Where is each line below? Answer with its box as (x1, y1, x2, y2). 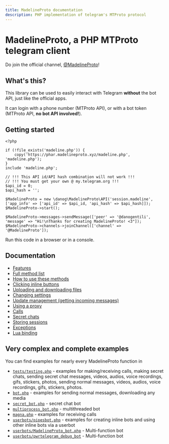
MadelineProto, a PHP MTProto (5, 34, 139, 46)
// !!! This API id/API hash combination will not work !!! (5, 174, 136, 180)
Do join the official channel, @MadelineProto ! (5, 62, 100, 68)
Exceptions (12, 324, 37, 331)
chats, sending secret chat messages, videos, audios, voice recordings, (12, 373, 163, 379)
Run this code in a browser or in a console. (5, 237, 95, 243)
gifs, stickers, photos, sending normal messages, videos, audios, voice (12, 378, 161, 384)
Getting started (5, 125, 55, 134)
